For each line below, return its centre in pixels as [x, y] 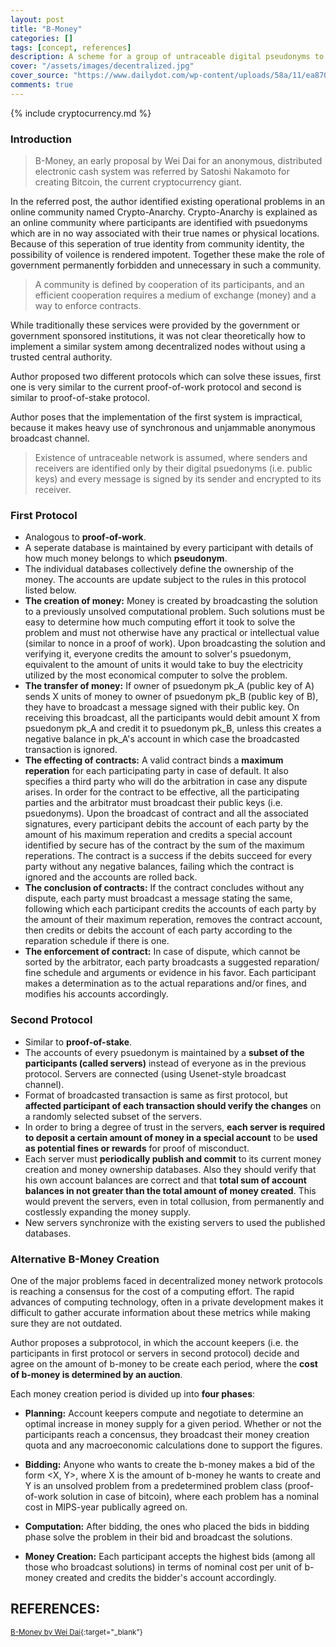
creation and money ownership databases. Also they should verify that [170, 1169]
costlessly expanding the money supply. [107, 1212]
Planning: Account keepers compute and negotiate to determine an [164, 1413]
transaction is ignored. [71, 750]
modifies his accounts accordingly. [96, 994]
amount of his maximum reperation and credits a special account [158, 835]
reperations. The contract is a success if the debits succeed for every [168, 856]
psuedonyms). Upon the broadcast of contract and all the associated [166, 813]
